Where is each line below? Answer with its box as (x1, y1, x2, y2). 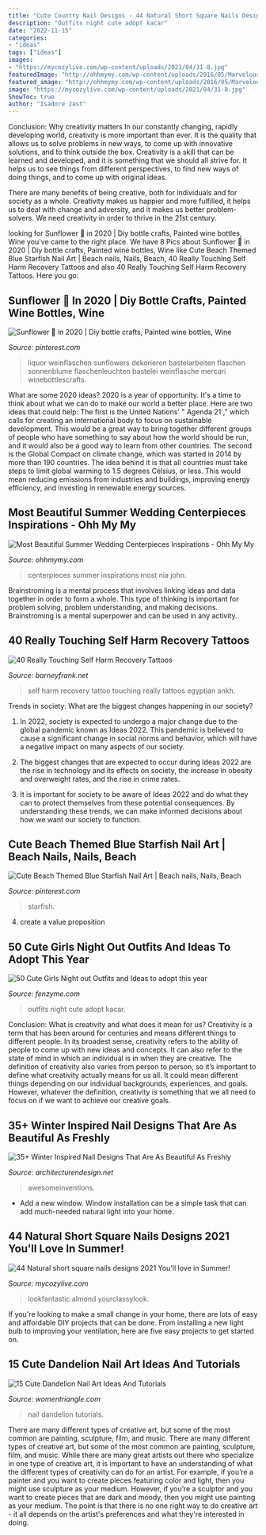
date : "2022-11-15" (8, 26, 73, 34)
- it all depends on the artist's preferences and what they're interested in (8, 1509, 245, 1518)
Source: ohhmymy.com (8, 555, 84, 564)
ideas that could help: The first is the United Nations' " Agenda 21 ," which (8, 406, 249, 417)
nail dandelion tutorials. (27, 1410, 104, 1419)
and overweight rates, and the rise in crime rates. (19, 774, 180, 783)
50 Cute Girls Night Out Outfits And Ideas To (8, 940, 231, 953)
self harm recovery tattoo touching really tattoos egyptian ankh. (27, 686, 236, 695)
